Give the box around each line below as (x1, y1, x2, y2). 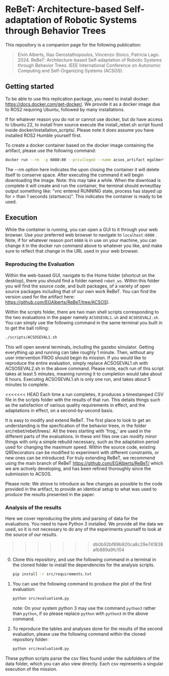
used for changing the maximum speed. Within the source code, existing (5, 444, 156, 450)
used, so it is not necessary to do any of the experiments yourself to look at (5, 526, 162, 532)
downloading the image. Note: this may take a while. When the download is (5, 177, 161, 183)
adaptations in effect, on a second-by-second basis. (5, 407, 114, 413)
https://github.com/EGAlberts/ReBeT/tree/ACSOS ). (5, 299, 110, 305)
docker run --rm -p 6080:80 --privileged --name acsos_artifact (5, 157, 145, 162)
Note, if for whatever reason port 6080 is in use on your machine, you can (5, 237, 157, 244)
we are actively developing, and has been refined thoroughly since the (5, 465, 151, 471)
